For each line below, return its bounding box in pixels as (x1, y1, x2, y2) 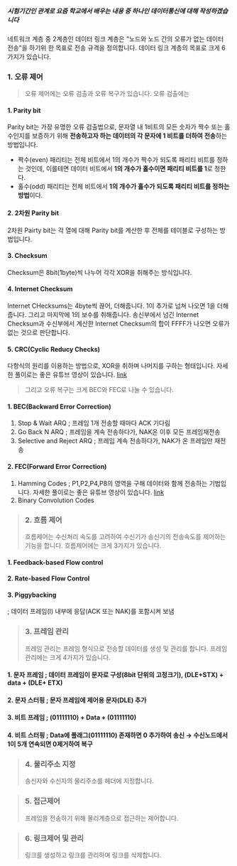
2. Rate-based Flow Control (7, 574, 90, 583)
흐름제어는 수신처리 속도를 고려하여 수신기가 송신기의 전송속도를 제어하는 (24, 532, 226, 541)
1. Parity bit (7, 106, 41, 114)
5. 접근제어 (24, 796, 60, 806)
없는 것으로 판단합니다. (7, 328, 70, 337)
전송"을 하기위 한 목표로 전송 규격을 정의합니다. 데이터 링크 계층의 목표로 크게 (7, 43, 220, 52)
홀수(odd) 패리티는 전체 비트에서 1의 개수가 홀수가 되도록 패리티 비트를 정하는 (17, 182, 230, 191)
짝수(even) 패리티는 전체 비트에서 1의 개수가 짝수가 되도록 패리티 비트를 (17, 156, 215, 164)
